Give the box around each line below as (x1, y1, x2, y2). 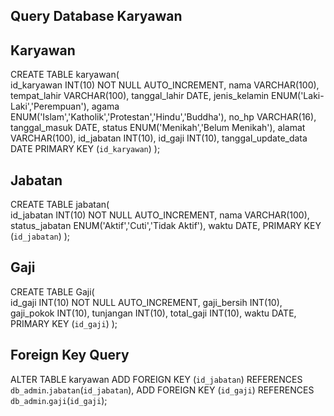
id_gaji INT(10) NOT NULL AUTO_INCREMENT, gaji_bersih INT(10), (10, 296, 283, 308)
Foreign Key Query (10, 347, 130, 364)
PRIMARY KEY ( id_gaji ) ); (10, 317, 118, 329)
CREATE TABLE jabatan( (10, 199, 110, 211)
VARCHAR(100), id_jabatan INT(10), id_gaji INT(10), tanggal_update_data (10, 132, 308, 144)
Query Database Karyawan (10, 8, 183, 25)
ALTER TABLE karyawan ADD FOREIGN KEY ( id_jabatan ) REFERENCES (10, 373, 303, 385)
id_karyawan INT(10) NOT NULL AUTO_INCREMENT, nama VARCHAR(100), (10, 79, 320, 91)
